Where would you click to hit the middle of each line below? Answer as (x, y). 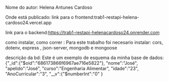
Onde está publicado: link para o (40, 17)
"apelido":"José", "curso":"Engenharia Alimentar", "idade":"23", (72, 69)
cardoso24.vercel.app (29, 23)
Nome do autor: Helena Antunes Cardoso (49, 7)
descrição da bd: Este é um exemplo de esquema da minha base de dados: (84, 58)
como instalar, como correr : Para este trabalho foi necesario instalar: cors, (84, 42)
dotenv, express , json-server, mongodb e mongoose (61, 48)
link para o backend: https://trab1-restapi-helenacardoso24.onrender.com (82, 32)
